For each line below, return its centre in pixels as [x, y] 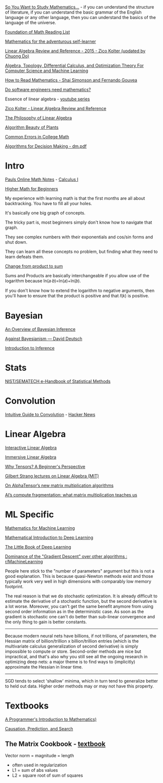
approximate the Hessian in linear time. [44, 667]
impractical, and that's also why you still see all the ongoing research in [76, 656]
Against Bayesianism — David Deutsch [44, 339]
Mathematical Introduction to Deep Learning [49, 537]
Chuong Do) [17, 56]
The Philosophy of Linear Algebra [39, 118]
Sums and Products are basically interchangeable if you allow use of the [77, 275]
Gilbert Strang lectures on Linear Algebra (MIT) [52, 476]
